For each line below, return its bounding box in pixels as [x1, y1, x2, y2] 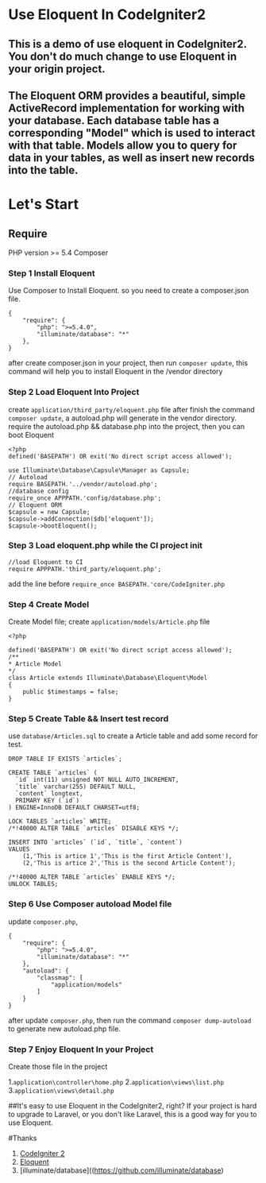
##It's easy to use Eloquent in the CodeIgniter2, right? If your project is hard [8, 1101, 257, 1111]
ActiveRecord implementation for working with [8, 101, 245, 114]
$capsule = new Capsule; [8, 508, 91, 516]
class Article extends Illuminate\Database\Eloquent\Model [8, 674, 208, 682]
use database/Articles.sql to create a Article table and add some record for [8, 731, 258, 740]
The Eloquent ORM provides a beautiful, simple [8, 89, 246, 102]
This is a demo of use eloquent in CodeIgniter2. [8, 37, 248, 51]
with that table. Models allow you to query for [8, 138, 237, 152]
